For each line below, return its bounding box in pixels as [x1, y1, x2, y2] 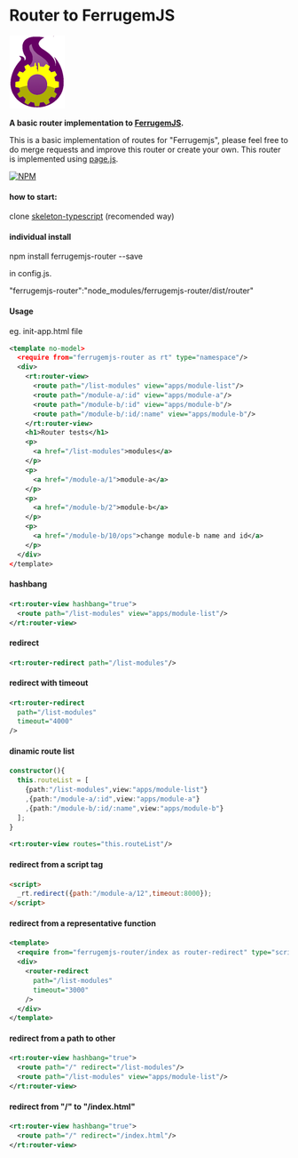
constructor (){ [9, 766, 66, 776]
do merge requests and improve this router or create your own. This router [9, 144, 281, 155]
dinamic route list [9, 746, 75, 756]
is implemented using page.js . [9, 153, 119, 164]
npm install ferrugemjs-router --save [9, 251, 144, 262]
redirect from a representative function [9, 917, 157, 929]
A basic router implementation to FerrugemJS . [9, 117, 184, 128]
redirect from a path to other [9, 1033, 116, 1043]
